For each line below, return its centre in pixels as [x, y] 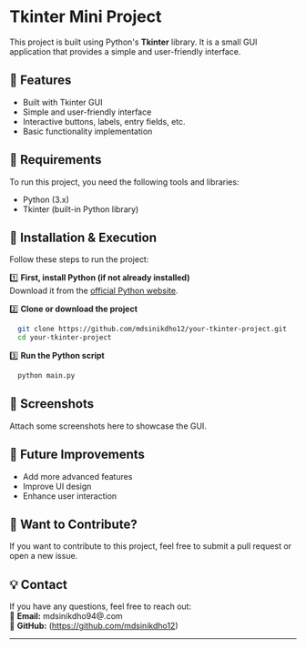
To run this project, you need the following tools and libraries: [124, 182]
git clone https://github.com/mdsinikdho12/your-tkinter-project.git [152, 330]
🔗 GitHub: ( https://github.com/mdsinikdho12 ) [94, 626]
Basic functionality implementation [87, 131]
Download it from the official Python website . [94, 291]
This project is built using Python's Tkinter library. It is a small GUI [133, 42]
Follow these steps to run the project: [79, 259]
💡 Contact [39, 584]
